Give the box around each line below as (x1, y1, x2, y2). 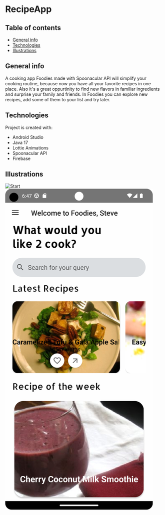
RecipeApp (5, 4, 52, 15)
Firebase (12, 155, 31, 161)
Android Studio (12, 134, 43, 140)
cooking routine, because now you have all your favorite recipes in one (5, 80, 151, 86)
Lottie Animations (12, 144, 49, 151)
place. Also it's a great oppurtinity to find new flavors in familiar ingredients (5, 86, 160, 92)
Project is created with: (5, 124, 53, 130)
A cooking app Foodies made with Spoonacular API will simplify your (5, 75, 146, 81)
